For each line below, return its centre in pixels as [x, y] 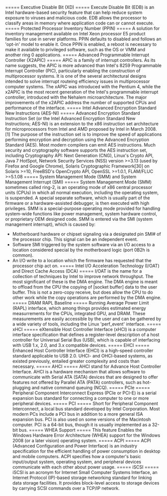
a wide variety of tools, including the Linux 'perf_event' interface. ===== [87, 324]
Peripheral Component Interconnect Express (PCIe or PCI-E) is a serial [84, 393]
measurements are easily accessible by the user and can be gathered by [87, 319]
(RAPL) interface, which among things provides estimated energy [79, 308]
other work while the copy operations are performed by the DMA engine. [87, 298]
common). [23, 255]
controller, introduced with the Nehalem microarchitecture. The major [76, 97]
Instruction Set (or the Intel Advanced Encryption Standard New [70, 118]
